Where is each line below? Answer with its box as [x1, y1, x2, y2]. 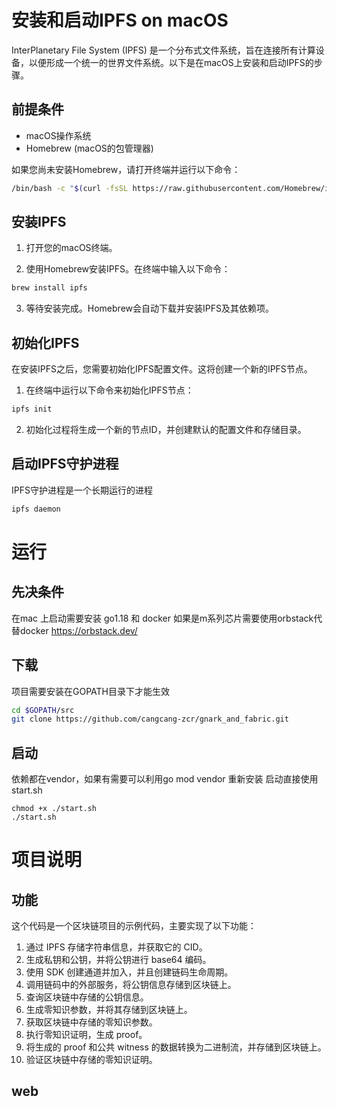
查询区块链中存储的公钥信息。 [25, 991, 149, 1003]
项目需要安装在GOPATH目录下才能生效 [11, 685, 170, 697]
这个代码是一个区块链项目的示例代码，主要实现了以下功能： [11, 920, 257, 932]
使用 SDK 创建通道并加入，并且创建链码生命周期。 [25, 966, 234, 978]
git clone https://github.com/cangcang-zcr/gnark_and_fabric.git [11, 714, 289, 725]
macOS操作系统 [25, 129, 92, 141]
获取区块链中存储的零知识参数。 [25, 1016, 158, 1028]
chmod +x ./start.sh [11, 804, 98, 814]
